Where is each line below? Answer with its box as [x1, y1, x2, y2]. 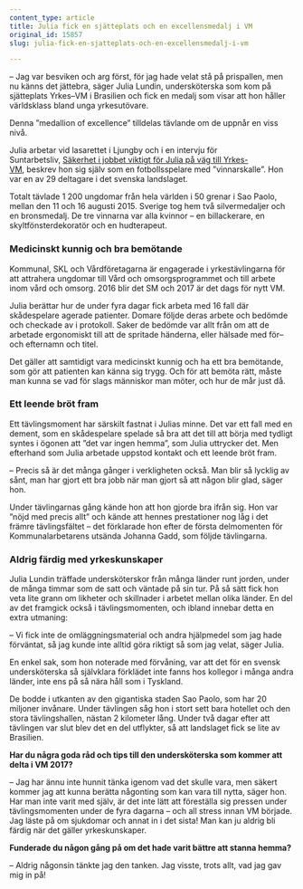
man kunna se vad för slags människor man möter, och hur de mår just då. [9, 375, 287, 386]
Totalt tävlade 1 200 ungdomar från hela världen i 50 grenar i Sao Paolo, [9, 191, 278, 202]
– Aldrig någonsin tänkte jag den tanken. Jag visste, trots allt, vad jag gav [9, 860, 282, 871]
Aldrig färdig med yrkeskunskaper [9, 553, 164, 566]
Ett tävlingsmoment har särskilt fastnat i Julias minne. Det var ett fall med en [9, 418, 293, 429]
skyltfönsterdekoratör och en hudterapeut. [9, 220, 167, 231]
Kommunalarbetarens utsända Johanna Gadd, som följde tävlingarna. [9, 531, 268, 541]
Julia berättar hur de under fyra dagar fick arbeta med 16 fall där [9, 300, 250, 311]
